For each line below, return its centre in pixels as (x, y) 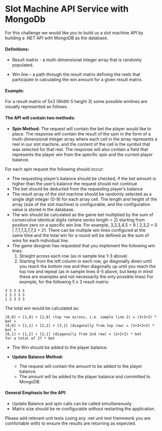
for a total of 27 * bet (30, 338)
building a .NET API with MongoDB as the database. (57, 38)
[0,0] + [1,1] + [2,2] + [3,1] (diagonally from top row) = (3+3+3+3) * (80, 326)
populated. (23, 65)
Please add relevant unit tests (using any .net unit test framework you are (78, 418)
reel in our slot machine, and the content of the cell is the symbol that (81, 144)
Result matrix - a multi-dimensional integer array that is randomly (77, 60)
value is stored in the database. (43, 209)
